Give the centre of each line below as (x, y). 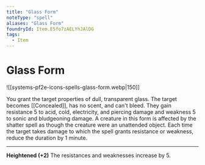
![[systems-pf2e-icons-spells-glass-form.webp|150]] (73, 87)
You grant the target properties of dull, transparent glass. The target (92, 99)
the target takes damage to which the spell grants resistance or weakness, (100, 131)
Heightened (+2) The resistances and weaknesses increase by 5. (89, 155)
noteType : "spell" (30, 18)
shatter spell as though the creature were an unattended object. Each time (100, 125)
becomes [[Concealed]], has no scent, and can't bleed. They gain (89, 105)
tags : (13, 35)
